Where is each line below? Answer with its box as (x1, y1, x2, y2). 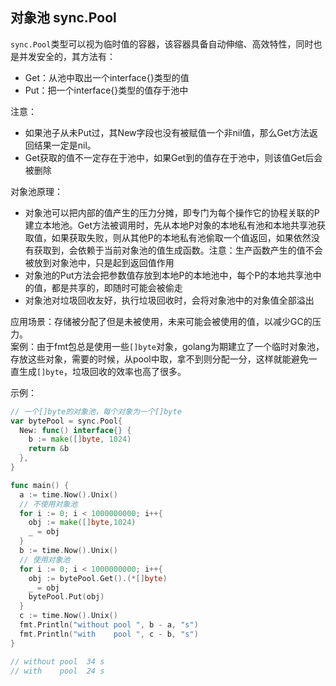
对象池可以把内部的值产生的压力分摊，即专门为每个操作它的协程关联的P (24, 206, 320, 218)
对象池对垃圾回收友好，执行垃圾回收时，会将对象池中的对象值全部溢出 (24, 294, 315, 306)
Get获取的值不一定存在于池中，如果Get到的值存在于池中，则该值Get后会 (24, 151, 323, 163)
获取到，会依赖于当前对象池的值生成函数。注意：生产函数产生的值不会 (33, 244, 323, 256)
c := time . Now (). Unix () (19, 611, 118, 621)
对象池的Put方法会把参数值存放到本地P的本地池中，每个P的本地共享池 (24, 269, 313, 281)
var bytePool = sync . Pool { (10, 416, 123, 426)
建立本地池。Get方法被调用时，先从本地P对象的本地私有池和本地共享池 (24, 219, 317, 231)
